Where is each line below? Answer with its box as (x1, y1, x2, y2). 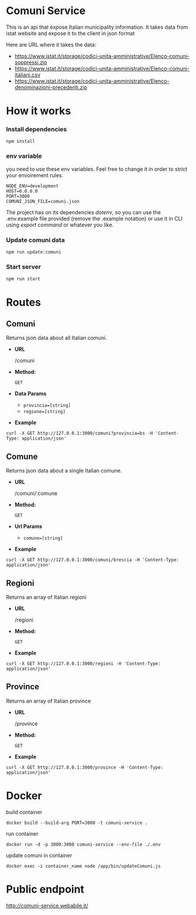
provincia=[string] (23, 403, 71, 408)
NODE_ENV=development (6, 183, 59, 189)
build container (6, 808, 43, 815)
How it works (6, 104, 71, 118)
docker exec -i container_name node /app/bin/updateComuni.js (6, 863, 161, 869)
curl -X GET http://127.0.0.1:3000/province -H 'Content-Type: (6, 764, 164, 770)
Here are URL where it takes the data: (6, 41, 97, 48)
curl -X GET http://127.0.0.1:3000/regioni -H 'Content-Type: (6, 660, 161, 667)
